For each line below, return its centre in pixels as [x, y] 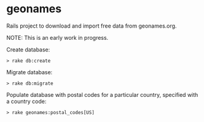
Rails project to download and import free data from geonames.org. [92, 26]
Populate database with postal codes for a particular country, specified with [102, 94]
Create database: [28, 49]
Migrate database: [29, 72]
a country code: [26, 101]
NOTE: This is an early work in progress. [57, 37]
